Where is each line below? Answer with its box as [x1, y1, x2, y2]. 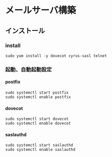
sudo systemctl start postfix [5, 90, 69, 95]
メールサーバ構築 [5, 5, 76, 16]
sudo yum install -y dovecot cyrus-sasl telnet [5, 53, 107, 58]
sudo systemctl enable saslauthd [5, 147, 76, 152]
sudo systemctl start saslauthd [5, 143, 73, 148]
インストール [5, 26, 45, 35]
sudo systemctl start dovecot [5, 116, 69, 122]
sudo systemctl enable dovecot [5, 121, 71, 126]
